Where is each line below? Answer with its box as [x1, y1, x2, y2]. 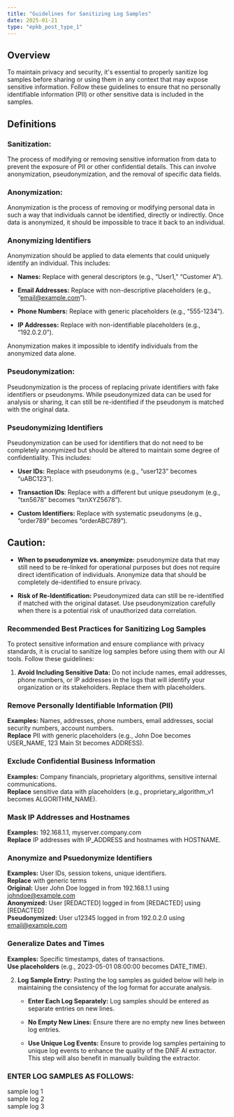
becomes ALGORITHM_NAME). [7, 794, 98, 803]
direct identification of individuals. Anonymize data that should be [17, 570, 207, 578]
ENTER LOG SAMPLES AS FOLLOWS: [7, 1071, 134, 1081]
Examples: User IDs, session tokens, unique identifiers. [7, 869, 167, 877]
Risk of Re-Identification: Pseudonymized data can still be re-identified [17, 591, 224, 600]
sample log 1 [7, 1087, 43, 1095]
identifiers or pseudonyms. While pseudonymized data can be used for [7, 390, 212, 398]
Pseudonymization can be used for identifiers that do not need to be [7, 439, 204, 447]
